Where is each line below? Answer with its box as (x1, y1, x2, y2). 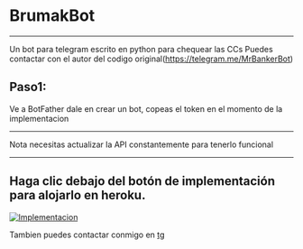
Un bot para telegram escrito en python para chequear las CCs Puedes (9, 43, 273, 54)
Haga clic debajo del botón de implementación (9, 173, 275, 189)
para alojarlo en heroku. (9, 188, 146, 203)
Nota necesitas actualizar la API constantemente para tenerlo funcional (9, 139, 273, 150)
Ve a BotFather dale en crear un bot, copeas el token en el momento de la (9, 103, 283, 114)
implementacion (9, 113, 69, 124)
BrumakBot (9, 5, 96, 26)
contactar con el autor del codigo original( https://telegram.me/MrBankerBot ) (9, 53, 294, 64)
